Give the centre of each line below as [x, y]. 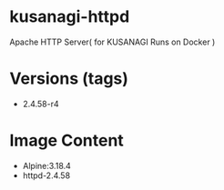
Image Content [67, 140]
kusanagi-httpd [70, 17]
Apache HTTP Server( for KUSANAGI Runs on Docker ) [112, 42]
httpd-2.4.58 [46, 175]
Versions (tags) [69, 79]
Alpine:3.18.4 [46, 165]
